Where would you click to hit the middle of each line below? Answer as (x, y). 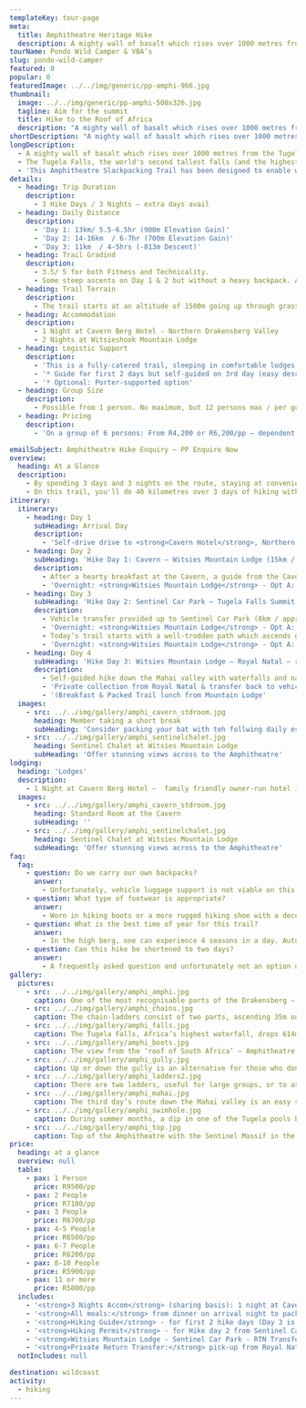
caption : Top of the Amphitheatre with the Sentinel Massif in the (164, 1136)
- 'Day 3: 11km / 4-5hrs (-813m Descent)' (117, 247)
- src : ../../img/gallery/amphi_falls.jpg (107, 1026)
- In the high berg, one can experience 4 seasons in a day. (161, 941)
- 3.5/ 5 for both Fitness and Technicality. (121, 272)
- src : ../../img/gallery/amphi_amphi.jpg (107, 992)
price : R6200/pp (64, 1254)
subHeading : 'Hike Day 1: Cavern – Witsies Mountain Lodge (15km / (164, 560)
